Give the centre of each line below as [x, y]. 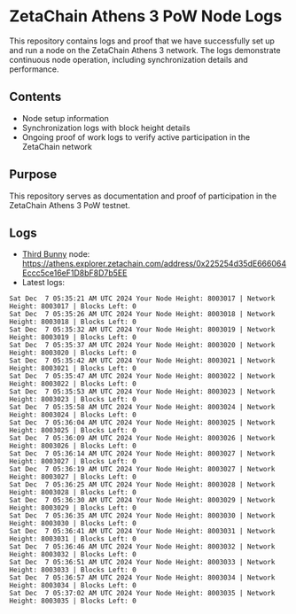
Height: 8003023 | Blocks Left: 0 [73, 400]
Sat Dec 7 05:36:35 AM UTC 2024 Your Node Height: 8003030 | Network [142, 516]
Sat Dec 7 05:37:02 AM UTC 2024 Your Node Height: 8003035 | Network [142, 594]
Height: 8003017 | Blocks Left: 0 [73, 307]
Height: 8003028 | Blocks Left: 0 [73, 493]
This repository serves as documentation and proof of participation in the [143, 196]
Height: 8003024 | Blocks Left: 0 [73, 415]
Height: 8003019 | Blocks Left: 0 [73, 338]
